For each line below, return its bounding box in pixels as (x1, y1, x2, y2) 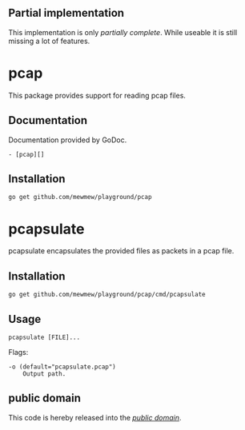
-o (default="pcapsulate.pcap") (8, 363, 116, 371)
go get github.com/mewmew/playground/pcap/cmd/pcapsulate (8, 291, 206, 299)
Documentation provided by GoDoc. (8, 135, 127, 145)
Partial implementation (8, 6, 125, 20)
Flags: (8, 347, 29, 356)
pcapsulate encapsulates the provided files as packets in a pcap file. (8, 246, 235, 256)
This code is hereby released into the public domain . (8, 412, 182, 422)
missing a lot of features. (8, 36, 90, 46)
